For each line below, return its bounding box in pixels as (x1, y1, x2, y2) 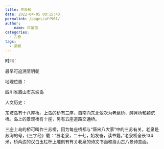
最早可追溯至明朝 (5, 68, 40, 74)
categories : (5, 30, 29, 35)
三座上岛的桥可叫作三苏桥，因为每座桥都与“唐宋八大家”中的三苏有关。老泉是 (5, 126, 159, 132)
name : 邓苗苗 (14, 25, 38, 30)
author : (5, 21, 21, 26)
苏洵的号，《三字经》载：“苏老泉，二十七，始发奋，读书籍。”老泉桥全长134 (5, 132, 153, 138)
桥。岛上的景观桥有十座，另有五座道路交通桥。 (5, 116, 99, 122)
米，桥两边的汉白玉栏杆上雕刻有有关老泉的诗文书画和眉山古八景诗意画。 (5, 138, 151, 145)
